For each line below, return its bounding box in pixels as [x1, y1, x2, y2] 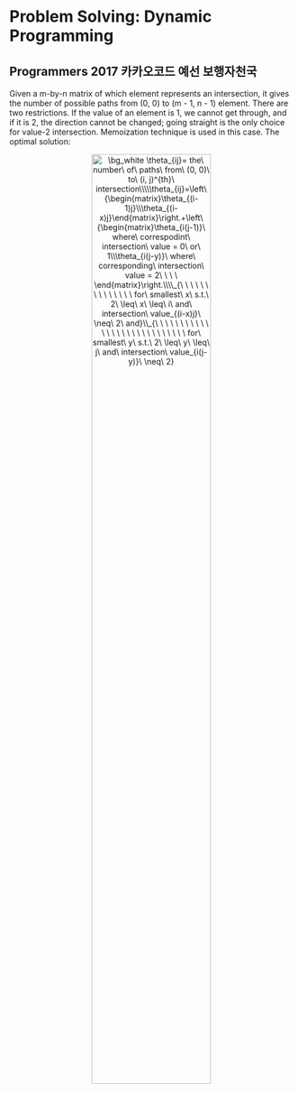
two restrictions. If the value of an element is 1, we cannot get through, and [9, 107, 287, 118]
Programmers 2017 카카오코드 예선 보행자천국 [9, 63, 257, 79]
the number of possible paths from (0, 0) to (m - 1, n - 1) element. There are [9, 97, 289, 108]
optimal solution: [9, 136, 71, 146]
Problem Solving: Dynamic [9, 6, 212, 27]
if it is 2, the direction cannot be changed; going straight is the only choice [9, 117, 285, 127]
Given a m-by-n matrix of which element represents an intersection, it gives [9, 88, 290, 98]
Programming [9, 25, 114, 46]
